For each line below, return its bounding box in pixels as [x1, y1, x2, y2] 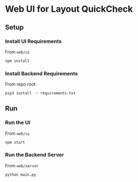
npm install [5, 58, 29, 63]
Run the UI [5, 119, 30, 126]
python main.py [5, 172, 36, 177]
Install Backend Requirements [5, 70, 78, 77]
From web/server [5, 162, 39, 168]
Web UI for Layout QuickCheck [5, 3, 133, 15]
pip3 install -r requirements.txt [5, 91, 76, 96]
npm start [5, 140, 26, 145]
